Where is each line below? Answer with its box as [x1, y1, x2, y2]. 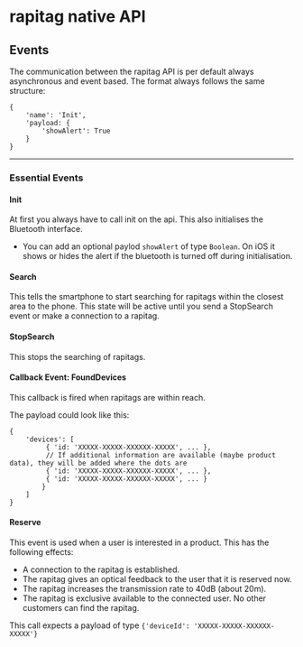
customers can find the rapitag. [22, 602, 140, 613]
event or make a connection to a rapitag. [9, 310, 160, 321]
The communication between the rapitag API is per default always [9, 66, 254, 77]
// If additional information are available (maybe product [45, 450, 277, 459]
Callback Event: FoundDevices [9, 372, 127, 383]
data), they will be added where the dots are [9, 458, 188, 467]
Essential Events [9, 171, 84, 184]
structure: [9, 86, 46, 96]
